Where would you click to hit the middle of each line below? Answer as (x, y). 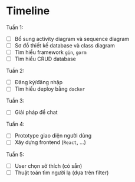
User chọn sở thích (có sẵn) (48, 166)
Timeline (28, 11)
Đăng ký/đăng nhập (39, 82)
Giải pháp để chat (36, 112)
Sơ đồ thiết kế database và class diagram (65, 45)
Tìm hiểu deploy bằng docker (50, 89)
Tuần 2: (15, 71)
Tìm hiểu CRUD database (45, 59)
